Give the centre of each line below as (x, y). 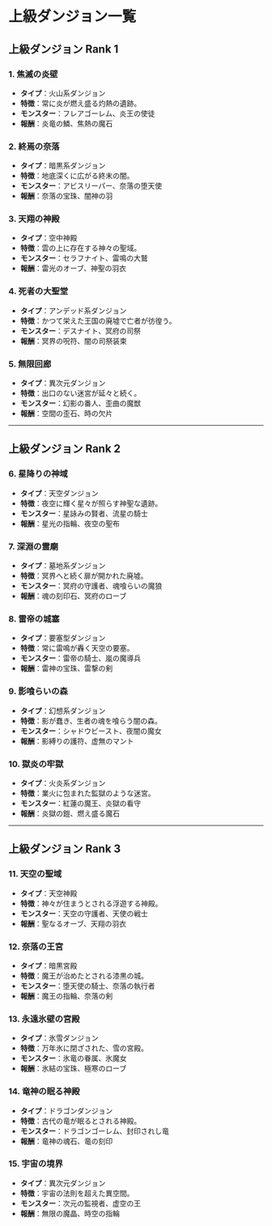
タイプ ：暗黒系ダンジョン (63, 166)
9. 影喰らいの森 (38, 691)
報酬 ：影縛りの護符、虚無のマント (77, 740)
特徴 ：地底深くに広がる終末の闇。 (77, 176)
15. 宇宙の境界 (36, 1164)
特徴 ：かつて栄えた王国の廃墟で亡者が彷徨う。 (98, 320)
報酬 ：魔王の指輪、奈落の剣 (66, 995)
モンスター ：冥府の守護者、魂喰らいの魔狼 (91, 586)
